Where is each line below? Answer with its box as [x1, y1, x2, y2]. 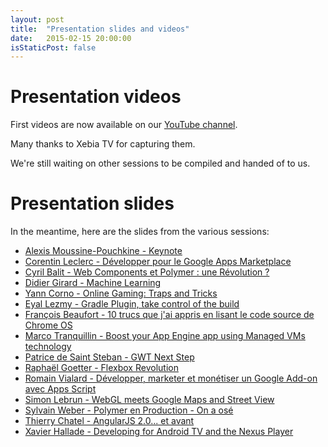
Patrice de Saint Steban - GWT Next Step [24, 351, 195, 363]
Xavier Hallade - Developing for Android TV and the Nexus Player [24, 426, 294, 438]
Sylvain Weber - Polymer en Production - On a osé [24, 404, 234, 416]
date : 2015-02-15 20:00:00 [10, 33, 132, 43]
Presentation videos [10, 86, 182, 108]
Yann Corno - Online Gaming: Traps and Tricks [24, 287, 218, 300]
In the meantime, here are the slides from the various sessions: [10, 226, 270, 238]
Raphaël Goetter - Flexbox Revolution [24, 362, 179, 374]
